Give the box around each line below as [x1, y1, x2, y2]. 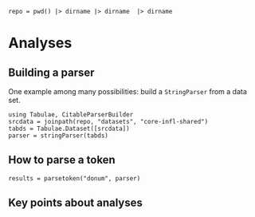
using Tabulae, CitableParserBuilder [8, 111, 134, 119]
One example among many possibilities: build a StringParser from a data [8, 87, 247, 96]
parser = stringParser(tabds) [8, 132, 109, 140]
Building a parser [8, 65, 95, 79]
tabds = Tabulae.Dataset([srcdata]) [8, 124, 130, 132]
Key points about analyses [8, 196, 143, 210]
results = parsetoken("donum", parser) [8, 174, 141, 183]
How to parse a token [8, 153, 116, 167]
